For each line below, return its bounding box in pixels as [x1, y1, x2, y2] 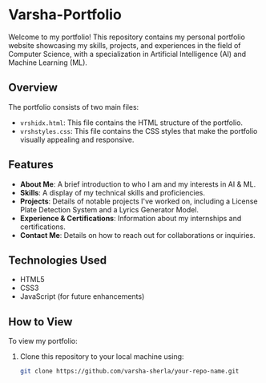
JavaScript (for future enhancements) [19, 292, 145, 301]
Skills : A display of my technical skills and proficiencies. [19, 187, 206, 197]
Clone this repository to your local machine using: [19, 352, 184, 361]
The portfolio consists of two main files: [8, 102, 139, 111]
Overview [8, 81, 58, 95]
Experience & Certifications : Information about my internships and [19, 213, 242, 223]
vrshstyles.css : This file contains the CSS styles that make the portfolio [19, 126, 258, 135]
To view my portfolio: [8, 337, 78, 346]
